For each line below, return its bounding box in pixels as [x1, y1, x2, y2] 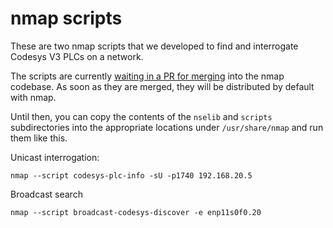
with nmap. [10, 91, 57, 103]
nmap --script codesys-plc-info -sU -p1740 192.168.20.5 [10, 170, 253, 181]
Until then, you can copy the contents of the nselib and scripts [10, 110, 273, 122]
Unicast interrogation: [10, 151, 100, 163]
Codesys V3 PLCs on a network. [10, 50, 144, 62]
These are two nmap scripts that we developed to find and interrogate [10, 40, 299, 52]
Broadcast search [10, 188, 83, 200]
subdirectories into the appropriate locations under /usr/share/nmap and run [10, 121, 324, 133]
